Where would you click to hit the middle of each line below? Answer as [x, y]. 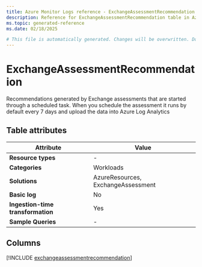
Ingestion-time [32, 204]
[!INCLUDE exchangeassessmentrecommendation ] [69, 257]
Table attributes [37, 130]
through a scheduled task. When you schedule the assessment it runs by [96, 105]
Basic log [23, 195]
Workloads [108, 168]
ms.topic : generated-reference [45, 23]
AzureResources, [117, 177]
